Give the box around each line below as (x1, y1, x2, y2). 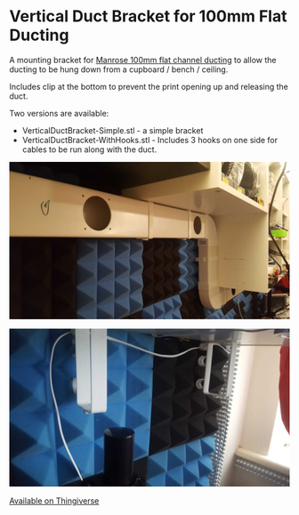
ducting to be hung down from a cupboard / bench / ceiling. (9, 64, 229, 75)
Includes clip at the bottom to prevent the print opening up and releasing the (9, 81, 289, 92)
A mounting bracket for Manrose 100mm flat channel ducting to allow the (9, 54, 277, 65)
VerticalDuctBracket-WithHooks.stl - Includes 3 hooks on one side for (21, 134, 279, 145)
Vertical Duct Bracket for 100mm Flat (9, 6, 287, 27)
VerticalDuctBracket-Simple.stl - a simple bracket (21, 125, 204, 135)
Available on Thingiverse (9, 495, 100, 506)
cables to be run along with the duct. (21, 144, 158, 155)
